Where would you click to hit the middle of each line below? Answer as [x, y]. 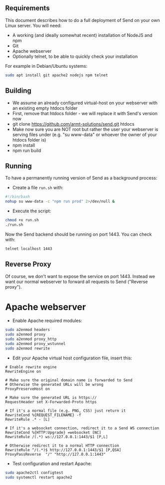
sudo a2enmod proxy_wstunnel [35, 344]
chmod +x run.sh [22, 220]
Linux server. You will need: [33, 25]
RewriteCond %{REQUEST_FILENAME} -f [43, 415]
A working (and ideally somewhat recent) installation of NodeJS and [82, 35]
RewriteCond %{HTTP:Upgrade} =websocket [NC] [53, 432]
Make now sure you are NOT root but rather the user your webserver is [85, 129]
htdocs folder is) [29, 140]
